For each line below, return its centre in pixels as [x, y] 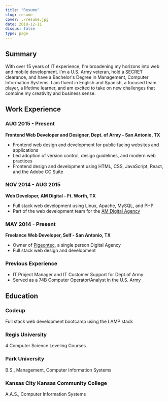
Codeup [15, 310]
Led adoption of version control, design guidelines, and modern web [84, 155]
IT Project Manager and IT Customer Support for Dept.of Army [78, 275]
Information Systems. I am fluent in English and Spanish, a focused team [81, 82]
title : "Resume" [22, 10]
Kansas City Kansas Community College [56, 383]
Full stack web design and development [54, 250]
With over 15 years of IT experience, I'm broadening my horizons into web [82, 66]
